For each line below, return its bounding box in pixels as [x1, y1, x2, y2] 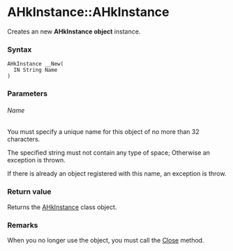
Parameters [7, 89, 47, 98]
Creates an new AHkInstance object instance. [7, 27, 141, 36]
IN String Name [13, 67, 58, 74]
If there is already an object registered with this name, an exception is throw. [7, 169, 227, 178]
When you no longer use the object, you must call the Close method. [7, 236, 204, 244]
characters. [7, 135, 40, 144]
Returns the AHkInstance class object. [7, 203, 117, 211]
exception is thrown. [7, 156, 66, 165]
